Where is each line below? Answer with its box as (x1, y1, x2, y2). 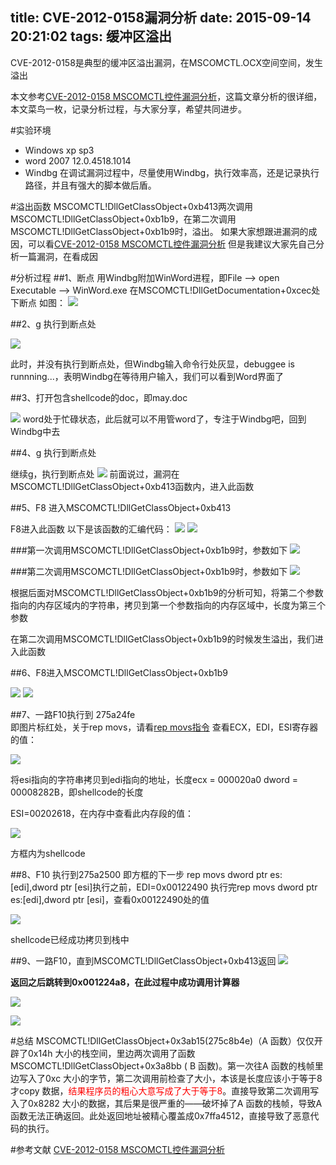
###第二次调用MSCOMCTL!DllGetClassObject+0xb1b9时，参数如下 (10, 565, 288, 577)
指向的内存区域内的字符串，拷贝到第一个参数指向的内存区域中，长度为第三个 (10, 599, 326, 611)
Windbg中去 (10, 425, 61, 437)
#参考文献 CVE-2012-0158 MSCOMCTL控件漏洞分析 (10, 1143, 225, 1155)
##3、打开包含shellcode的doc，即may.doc (10, 391, 188, 403)
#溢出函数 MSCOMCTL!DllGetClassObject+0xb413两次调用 (10, 200, 254, 212)
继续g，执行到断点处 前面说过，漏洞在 (10, 468, 180, 480)
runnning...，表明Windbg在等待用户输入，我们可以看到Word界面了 (10, 370, 284, 382)
